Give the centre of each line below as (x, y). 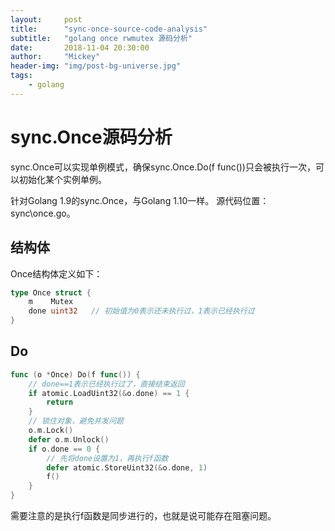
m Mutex (51, 302)
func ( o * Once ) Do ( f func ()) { (75, 374)
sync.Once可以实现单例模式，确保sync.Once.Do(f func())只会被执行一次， (163, 167)
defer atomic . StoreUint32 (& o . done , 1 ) (127, 467)
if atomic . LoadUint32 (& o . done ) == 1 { (109, 393)
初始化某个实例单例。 (62, 179)
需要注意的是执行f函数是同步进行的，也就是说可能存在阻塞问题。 (143, 516)
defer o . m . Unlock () (69, 439)
